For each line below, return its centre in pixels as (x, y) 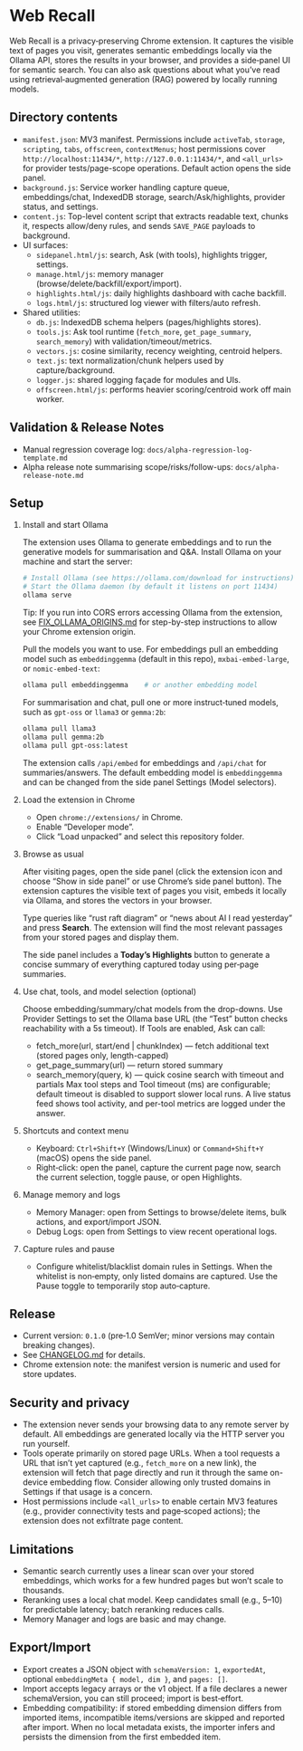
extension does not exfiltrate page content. (103, 1521)
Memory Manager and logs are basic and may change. (124, 1619)
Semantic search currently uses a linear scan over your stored (138, 1571)
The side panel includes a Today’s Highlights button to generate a (146, 954)
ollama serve (47, 595)
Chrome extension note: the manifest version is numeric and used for (151, 1364)
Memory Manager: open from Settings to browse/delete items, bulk (161, 1212)
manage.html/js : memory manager (100, 273)
